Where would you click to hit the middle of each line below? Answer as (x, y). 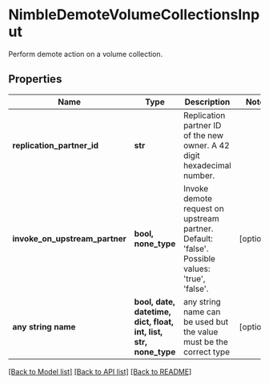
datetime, (153, 312)
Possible (199, 258)
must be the (205, 342)
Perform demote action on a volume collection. (86, 54)
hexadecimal (207, 165)
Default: (198, 238)
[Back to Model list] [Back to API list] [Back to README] (100, 371)
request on (203, 208)
